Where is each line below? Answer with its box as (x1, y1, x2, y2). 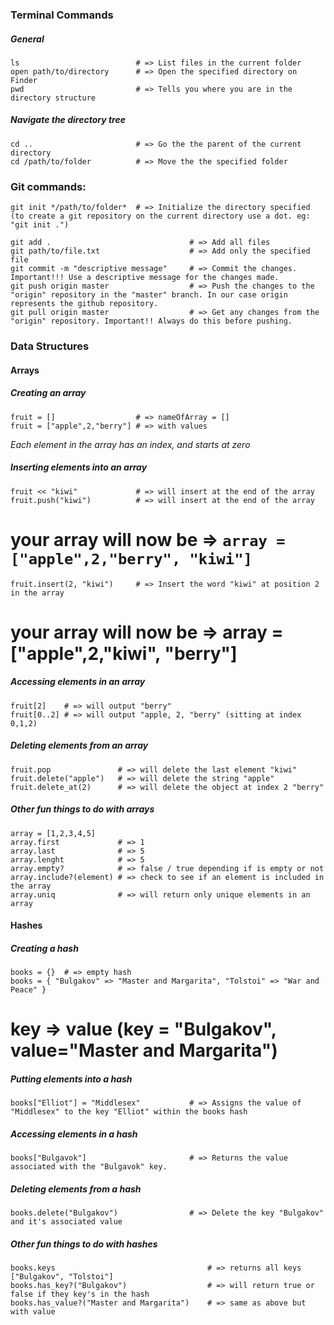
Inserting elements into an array (10, 461, 148, 473)
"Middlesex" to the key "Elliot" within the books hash (10, 1107, 248, 1117)
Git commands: (10, 179, 87, 193)
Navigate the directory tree (10, 114, 126, 126)
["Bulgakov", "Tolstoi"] (10, 1272, 114, 1282)
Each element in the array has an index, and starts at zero (10, 438, 251, 450)
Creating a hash (10, 942, 79, 954)
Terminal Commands (10, 8, 114, 22)
